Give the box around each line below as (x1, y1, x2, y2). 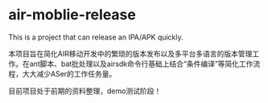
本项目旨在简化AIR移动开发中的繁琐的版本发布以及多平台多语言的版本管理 (8, 48, 253, 58)
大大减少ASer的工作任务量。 (22, 68, 117, 78)
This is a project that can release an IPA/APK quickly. (8, 32, 183, 42)
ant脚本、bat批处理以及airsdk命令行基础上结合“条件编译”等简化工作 (29, 59, 254, 68)
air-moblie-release (8, 6, 137, 24)
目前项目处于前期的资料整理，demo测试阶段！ (8, 86, 162, 96)
